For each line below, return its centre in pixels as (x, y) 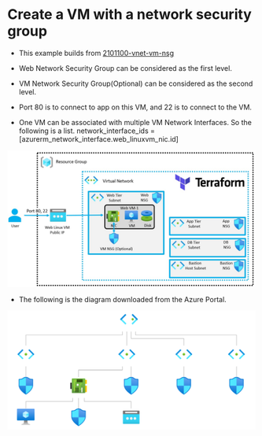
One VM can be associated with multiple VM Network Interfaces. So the (135, 122)
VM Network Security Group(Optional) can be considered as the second (136, 83)
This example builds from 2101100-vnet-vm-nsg (96, 53)
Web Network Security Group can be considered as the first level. (125, 68)
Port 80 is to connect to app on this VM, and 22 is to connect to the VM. (135, 107)
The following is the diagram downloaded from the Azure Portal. (123, 299)
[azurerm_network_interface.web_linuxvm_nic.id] (98, 139)
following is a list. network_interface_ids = (87, 131)
